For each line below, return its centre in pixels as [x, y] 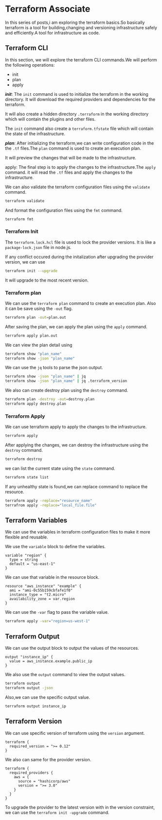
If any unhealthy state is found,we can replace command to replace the [76, 486]
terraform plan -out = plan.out [36, 317]
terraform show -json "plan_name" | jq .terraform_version [66, 381]
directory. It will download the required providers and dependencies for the [80, 99]
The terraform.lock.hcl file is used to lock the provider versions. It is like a [80, 242]
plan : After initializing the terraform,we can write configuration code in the [80, 143]
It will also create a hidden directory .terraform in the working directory [77, 114]
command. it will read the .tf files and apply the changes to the [69, 172]
